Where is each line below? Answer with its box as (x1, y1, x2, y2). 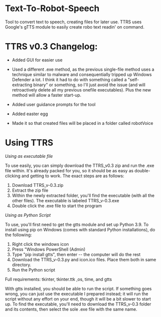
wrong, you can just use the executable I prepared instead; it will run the (5, 291, 148, 297)
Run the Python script (12, 267, 55, 272)
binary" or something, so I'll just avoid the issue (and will (33, 82, 146, 88)
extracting (12, 82, 33, 88)
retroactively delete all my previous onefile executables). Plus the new (12, 87, 151, 92)
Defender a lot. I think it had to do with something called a (12, 76, 127, 82)
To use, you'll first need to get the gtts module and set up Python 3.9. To (5, 221, 148, 227)
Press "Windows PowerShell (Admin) (12, 246, 86, 252)
